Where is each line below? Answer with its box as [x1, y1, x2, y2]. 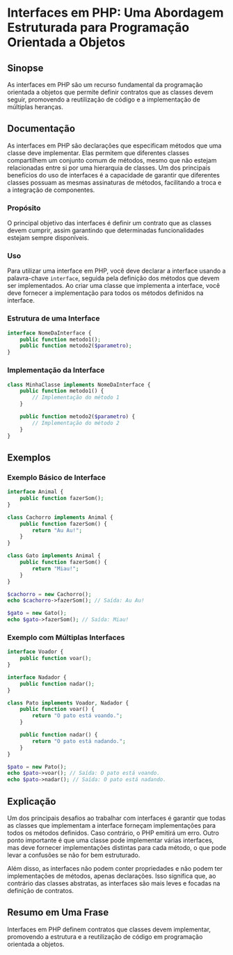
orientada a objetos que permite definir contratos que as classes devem [7, 88, 214, 96]
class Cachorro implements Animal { [7, 513, 113, 521]
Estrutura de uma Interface [7, 314, 100, 323]
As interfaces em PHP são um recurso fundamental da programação [7, 81, 203, 88]
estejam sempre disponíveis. [7, 234, 89, 242]
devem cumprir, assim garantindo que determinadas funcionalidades [7, 226, 204, 234]
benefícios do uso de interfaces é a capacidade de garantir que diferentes [7, 170, 220, 179]
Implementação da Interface [7, 365, 105, 375]
